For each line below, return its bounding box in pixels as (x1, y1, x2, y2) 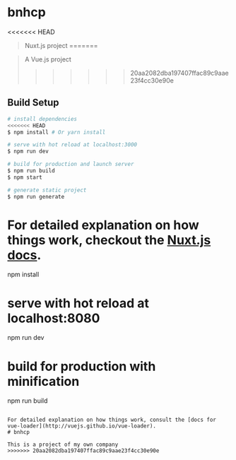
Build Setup (7, 97, 59, 109)
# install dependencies (7, 115, 78, 122)
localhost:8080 (7, 310, 100, 326)
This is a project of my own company (7, 441, 119, 449)
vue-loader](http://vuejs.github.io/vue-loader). (7, 423, 157, 430)
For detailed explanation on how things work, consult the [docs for (7, 416, 217, 424)
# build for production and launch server (7, 160, 134, 168)
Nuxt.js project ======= (24, 41, 98, 49)
